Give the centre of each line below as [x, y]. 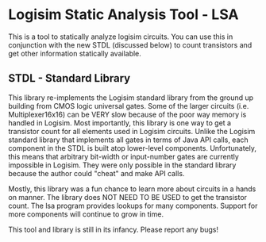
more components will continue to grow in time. [86, 214]
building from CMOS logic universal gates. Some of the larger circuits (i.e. [129, 106]
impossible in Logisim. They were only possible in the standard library [122, 165]
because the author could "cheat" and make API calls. [96, 173]
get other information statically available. [75, 53]
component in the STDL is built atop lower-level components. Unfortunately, [132, 148]
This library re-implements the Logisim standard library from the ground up [131, 98]
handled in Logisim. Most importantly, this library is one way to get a [120, 123]
